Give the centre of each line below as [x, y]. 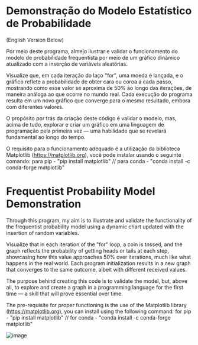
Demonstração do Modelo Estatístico [99, 11]
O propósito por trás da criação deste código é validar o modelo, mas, [91, 118]
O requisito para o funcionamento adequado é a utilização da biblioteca [93, 149]
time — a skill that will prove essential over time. [64, 294]
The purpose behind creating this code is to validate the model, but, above [97, 281]
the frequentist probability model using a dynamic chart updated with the [95, 227]
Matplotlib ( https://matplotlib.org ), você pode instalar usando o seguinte [94, 154]
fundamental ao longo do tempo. [46, 137]
